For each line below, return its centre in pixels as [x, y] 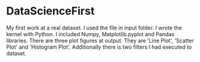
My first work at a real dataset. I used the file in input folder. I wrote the [94, 28]
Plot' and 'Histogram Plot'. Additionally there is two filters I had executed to [99, 47]
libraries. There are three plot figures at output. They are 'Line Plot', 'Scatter [100, 40]
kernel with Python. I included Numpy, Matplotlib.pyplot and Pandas [90, 34]
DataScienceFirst [51, 11]
